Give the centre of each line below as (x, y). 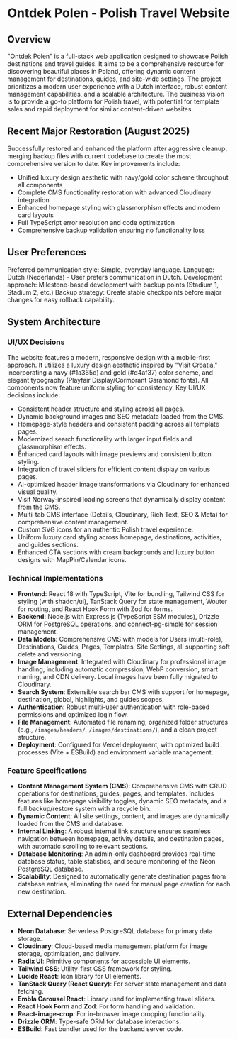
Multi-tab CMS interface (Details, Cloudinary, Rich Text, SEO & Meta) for (123, 515)
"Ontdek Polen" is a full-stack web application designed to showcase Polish (118, 56)
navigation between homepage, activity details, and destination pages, (121, 838)
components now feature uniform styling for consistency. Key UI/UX (107, 387)
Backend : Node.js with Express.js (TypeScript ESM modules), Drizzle (118, 616)
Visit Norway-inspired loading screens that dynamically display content (121, 500)
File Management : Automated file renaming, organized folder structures (123, 722)
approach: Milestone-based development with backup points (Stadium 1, (113, 285)
